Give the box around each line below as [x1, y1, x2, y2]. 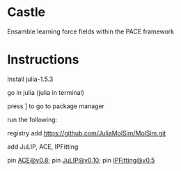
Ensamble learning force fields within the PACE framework [7, 27, 175, 36]
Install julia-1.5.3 [7, 75, 54, 83]
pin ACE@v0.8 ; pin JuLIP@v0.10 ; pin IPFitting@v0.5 [7, 156, 155, 164]
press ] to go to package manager [7, 102, 105, 110]
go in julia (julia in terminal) [7, 88, 85, 96]
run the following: [7, 115, 58, 124]
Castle [7, 4, 46, 20]
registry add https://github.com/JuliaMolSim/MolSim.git [7, 128, 166, 137]
